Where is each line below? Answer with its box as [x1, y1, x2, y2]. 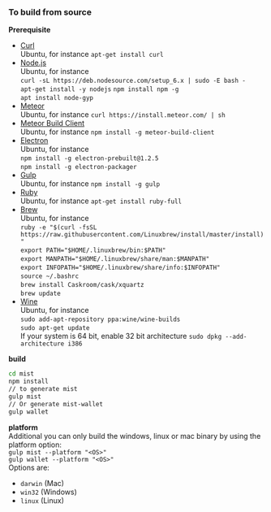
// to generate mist [8, 385, 79, 393]
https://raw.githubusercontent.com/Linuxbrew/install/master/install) [19, 231, 265, 239]
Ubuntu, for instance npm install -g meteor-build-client [19, 127, 215, 137]
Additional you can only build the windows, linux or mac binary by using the [8, 431, 261, 440]
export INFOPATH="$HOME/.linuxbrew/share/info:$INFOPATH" [19, 263, 221, 272]
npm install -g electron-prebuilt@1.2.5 [19, 154, 159, 163]
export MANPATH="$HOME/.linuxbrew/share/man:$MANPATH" [19, 255, 210, 263]
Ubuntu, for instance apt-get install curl [19, 50, 164, 59]
